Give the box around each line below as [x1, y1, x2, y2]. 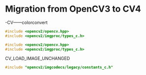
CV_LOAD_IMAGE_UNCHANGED [5, 56, 70, 61]
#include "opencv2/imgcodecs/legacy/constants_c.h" [5, 65, 113, 70]
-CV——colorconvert [5, 19, 48, 25]
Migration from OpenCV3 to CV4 [5, 3, 141, 15]
